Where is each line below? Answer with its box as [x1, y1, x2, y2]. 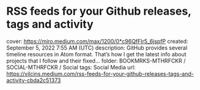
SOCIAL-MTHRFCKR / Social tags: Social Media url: [6, 63, 136, 71]
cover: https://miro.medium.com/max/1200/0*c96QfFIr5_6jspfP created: [6, 37, 188, 45]
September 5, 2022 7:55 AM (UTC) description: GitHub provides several [6, 44, 188, 51]
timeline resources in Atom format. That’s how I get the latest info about [6, 50, 187, 58]
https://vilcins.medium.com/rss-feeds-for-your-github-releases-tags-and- [6, 70, 194, 77]
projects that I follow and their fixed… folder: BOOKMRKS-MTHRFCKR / [6, 57, 186, 64]
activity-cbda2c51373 [6, 77, 61, 84]
